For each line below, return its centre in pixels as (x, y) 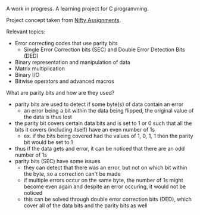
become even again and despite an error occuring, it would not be (105, 186)
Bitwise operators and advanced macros (64, 81)
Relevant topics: (26, 32)
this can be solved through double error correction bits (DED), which (108, 199)
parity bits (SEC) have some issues (58, 161)
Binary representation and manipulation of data (73, 62)
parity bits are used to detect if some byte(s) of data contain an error (99, 104)
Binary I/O (27, 75)
